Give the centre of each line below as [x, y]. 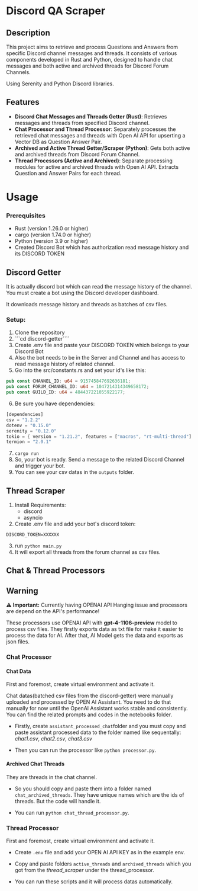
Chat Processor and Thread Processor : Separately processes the [95, 129]
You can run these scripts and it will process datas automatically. [94, 882]
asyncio [33, 518]
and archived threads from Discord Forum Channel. [77, 154]
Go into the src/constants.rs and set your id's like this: [80, 370]
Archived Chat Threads [35, 764]
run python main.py [38, 546]
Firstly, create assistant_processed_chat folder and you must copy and [100, 726]
